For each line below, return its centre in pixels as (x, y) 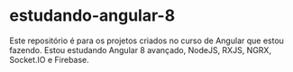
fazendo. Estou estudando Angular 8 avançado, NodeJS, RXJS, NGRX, (141, 49)
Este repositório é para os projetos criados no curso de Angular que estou (146, 40)
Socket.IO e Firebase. (50, 59)
